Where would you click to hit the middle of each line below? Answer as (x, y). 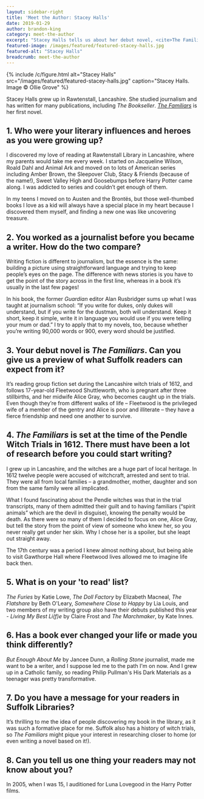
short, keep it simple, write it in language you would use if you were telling (99, 319)
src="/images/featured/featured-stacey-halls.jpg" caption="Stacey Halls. (98, 81)
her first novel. (24, 112)
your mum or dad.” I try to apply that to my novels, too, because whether (97, 325)
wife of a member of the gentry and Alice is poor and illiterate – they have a (100, 410)
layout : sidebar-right (35, 12)
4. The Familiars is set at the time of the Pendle (97, 435)
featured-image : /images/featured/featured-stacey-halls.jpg (85, 46)
